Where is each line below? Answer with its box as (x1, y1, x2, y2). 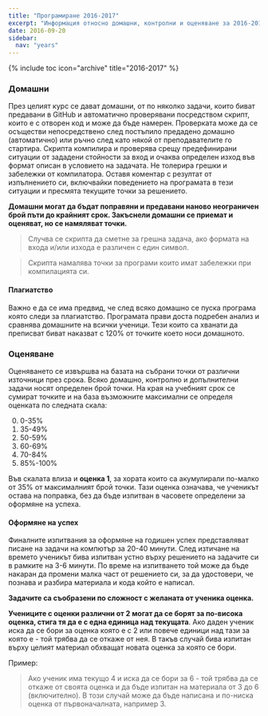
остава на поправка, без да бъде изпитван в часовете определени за (8, 491, 246, 500)
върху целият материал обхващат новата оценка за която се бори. (8, 642, 237, 652)
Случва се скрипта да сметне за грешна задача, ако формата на (27, 234, 250, 244)
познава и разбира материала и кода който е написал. (8, 578, 195, 587)
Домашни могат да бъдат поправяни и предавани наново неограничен (8, 201, 259, 212)
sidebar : (8, 34, 37, 42)
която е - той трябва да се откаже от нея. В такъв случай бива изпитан (8, 634, 251, 644)
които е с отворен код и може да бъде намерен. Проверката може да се (8, 118, 258, 128)
